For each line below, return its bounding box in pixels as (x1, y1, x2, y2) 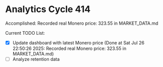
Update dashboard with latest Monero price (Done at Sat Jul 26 (12, 39, 145, 46)
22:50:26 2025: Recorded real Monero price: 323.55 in (12, 45, 127, 51)
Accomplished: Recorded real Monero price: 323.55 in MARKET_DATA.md (5, 20, 158, 26)
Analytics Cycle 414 (5, 4, 91, 15)
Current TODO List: (5, 30, 45, 36)
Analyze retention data (12, 56, 60, 62)
